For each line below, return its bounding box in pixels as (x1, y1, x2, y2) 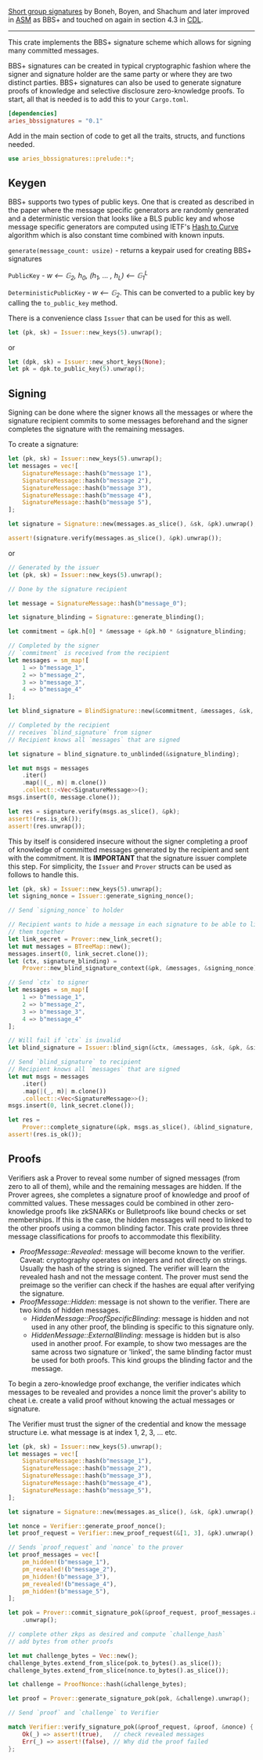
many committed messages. (8, 46, 99, 55)
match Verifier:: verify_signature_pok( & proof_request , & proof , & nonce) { (8, 1723, 254, 1731)
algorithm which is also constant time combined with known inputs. (8, 231, 225, 240)
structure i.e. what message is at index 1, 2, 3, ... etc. (8, 1427, 178, 1436)
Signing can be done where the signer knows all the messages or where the (8, 408, 253, 417)
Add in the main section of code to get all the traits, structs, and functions (8, 131, 245, 141)
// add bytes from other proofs (8, 1637, 113, 1645)
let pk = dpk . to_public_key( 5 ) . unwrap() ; (8, 365, 146, 373)
